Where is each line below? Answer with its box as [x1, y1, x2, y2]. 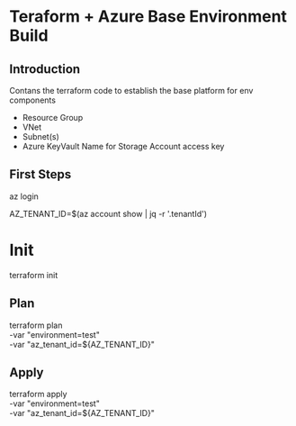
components [9, 95, 57, 105]
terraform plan [9, 320, 63, 331]
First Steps [9, 167, 72, 182]
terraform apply [9, 389, 67, 400]
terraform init [9, 269, 58, 280]
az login [9, 191, 39, 202]
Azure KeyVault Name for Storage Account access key [22, 141, 225, 151]
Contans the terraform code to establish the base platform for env [9, 86, 254, 95]
